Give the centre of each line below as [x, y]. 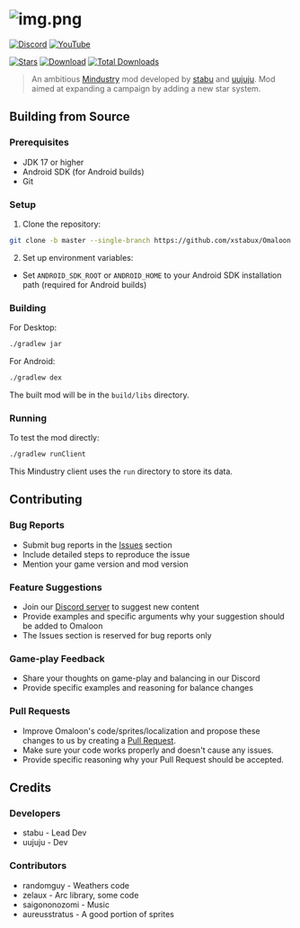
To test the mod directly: [55, 438]
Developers [35, 813]
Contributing [46, 500]
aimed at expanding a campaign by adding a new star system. [146, 88]
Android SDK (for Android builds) [84, 172]
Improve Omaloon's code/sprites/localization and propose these [141, 731]
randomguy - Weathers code [76, 885]
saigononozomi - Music [66, 905]
